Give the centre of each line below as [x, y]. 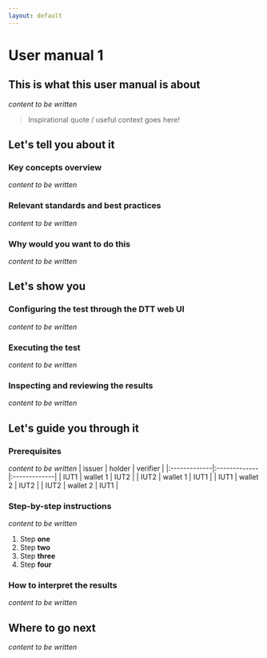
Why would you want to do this [69, 243]
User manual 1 [56, 55]
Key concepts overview [55, 167]
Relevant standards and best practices [85, 206]
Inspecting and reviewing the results [81, 385]
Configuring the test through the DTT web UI [97, 309]
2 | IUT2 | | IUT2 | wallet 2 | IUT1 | [63, 485]
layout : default [35, 16]
